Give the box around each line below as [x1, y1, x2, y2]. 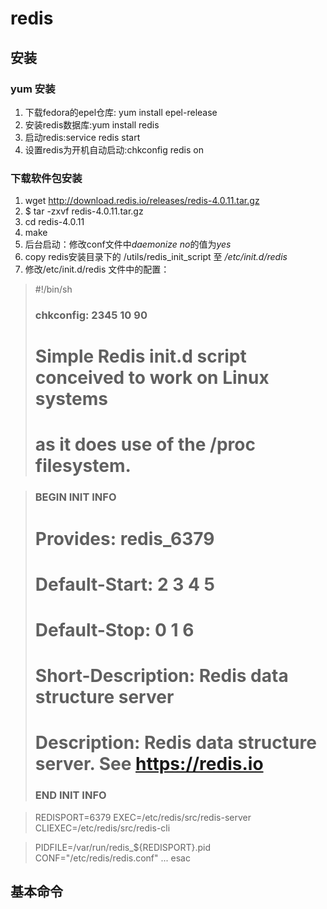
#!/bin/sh [34, 283, 73, 296]
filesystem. [34, 455, 132, 477]
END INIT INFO [34, 788, 107, 802]
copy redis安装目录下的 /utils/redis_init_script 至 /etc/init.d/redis [24, 251, 288, 263]
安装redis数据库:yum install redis [24, 118, 160, 131]
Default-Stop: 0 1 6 [34, 618, 195, 641]
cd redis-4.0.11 [24, 216, 85, 228]
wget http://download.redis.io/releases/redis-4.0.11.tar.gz [24, 195, 260, 207]
